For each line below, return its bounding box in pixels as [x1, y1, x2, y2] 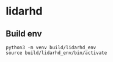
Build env [5, 29, 42, 39]
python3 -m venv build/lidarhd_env [5, 44, 97, 50]
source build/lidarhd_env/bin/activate [5, 50, 108, 56]
